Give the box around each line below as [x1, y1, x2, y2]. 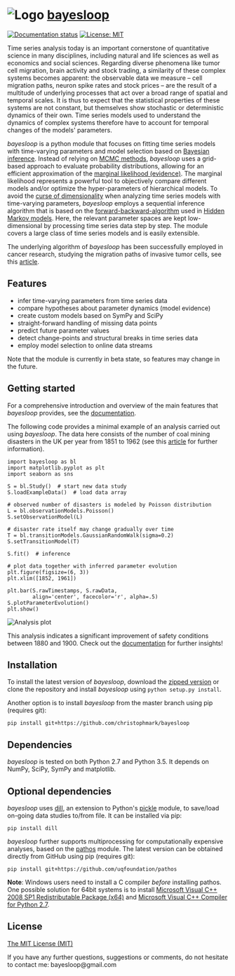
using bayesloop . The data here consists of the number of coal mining [7, 429, 210, 438]
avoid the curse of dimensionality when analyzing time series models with [7, 192, 221, 200]
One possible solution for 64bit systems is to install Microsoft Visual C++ [7, 885, 217, 894]
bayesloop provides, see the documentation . [7, 408, 137, 417]
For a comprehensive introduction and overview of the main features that [7, 401, 219, 410]
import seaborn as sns [7, 470, 74, 477]
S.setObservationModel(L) [7, 513, 83, 521]
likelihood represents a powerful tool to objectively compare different [7, 176, 207, 185]
